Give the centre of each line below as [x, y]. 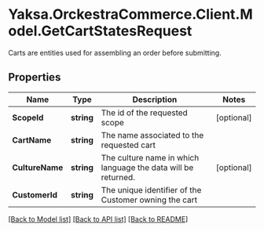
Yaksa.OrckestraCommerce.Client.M [130, 14]
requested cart [128, 145]
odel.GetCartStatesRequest [100, 31]
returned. [118, 177]
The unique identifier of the [151, 189]
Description [155, 99]
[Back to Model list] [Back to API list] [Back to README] [98, 219]
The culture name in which [150, 157]
